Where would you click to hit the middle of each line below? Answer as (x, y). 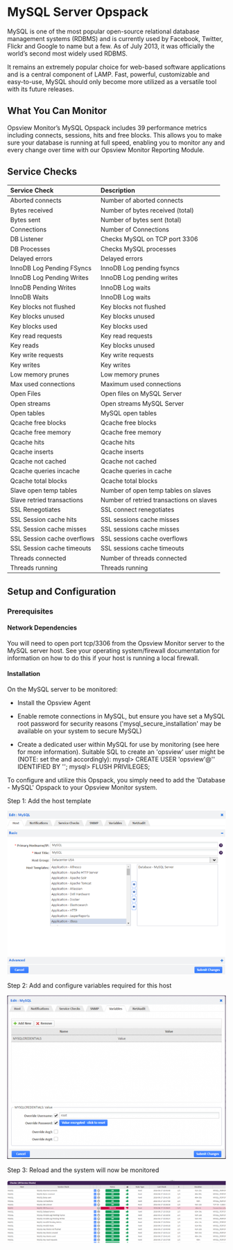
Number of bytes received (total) (147, 210)
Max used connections (43, 384)
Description (118, 190)
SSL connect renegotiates (137, 510)
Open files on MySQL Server (141, 394)
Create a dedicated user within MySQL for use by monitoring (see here (118, 745)
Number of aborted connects (142, 200)
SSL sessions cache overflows (144, 538)
